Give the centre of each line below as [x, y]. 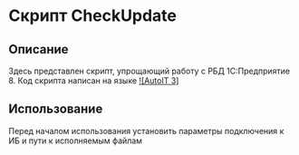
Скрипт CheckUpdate [93, 16]
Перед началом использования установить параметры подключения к [146, 131]
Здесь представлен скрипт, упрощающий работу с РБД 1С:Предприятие [149, 71]
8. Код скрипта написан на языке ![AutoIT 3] [94, 81]
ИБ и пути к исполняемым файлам [75, 140]
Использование [56, 109]
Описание [39, 49]
